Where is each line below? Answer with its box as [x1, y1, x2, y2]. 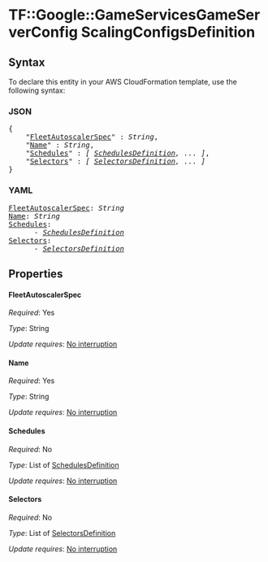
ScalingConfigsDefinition [80, 23, 256, 41]
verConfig [8, 23, 79, 41]
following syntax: [8, 85, 66, 95]
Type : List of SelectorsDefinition [8, 528, 116, 538]
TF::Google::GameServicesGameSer [8, 6, 261, 24]
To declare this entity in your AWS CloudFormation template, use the [8, 77, 237, 86]
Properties [8, 267, 63, 281]
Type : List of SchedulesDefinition [8, 460, 119, 469]
